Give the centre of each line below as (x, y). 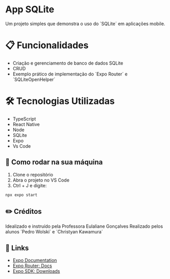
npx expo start (21, 195)
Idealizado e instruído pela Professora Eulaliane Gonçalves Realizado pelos (84, 226)
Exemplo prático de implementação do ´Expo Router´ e (70, 74)
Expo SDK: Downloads (36, 271)
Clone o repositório (33, 174)
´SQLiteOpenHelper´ (34, 79)
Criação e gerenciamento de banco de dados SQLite (68, 63)
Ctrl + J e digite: (30, 185)
